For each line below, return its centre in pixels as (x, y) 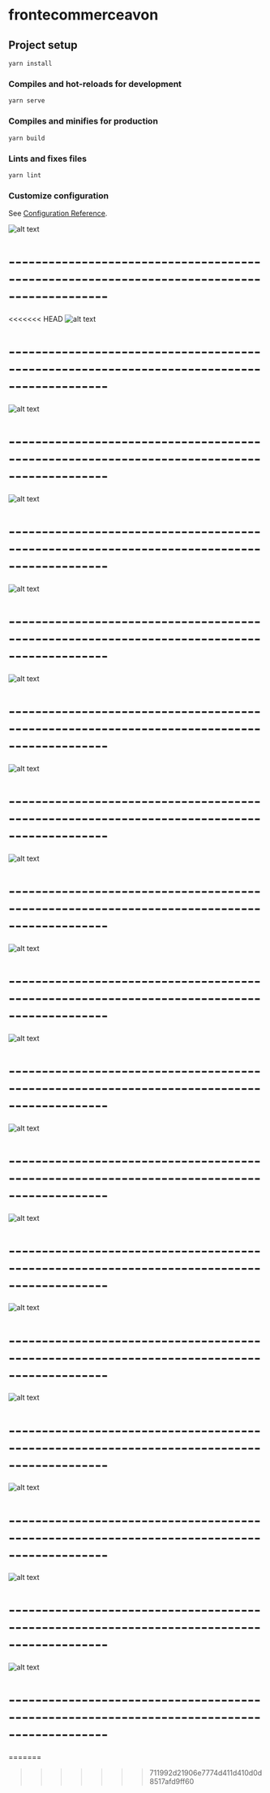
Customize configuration (59, 195)
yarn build (27, 138)
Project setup (43, 45)
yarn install (30, 63)
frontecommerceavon (84, 15)
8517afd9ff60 (172, 1782)
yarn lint (25, 175)
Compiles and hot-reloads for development (95, 84)
